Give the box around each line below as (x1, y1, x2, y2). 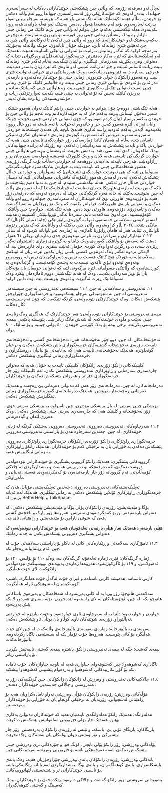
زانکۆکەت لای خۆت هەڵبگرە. (5, 566, 58, 571)
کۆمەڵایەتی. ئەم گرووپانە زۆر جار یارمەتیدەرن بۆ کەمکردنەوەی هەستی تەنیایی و (5, 469, 151, 475)
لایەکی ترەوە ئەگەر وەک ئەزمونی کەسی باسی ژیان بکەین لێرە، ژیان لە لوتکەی (5, 248, 150, 254)
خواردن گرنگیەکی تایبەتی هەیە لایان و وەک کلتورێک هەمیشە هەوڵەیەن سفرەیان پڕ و (5, 153, 159, 159)
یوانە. (5, 327, 15, 333)
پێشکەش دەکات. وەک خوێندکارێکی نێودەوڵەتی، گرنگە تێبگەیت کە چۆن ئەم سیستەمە (5, 296, 160, 302)
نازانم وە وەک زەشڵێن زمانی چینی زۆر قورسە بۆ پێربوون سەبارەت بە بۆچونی (5, 32, 147, 37)
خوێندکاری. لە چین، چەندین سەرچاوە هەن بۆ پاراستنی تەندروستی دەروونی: (5, 428, 143, 434)
